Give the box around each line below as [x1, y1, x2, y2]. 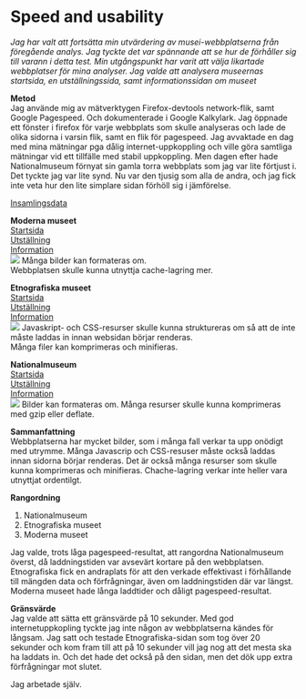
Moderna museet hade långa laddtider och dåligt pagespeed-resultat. [10, 585, 272, 596]
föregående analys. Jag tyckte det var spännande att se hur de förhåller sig [10, 46, 297, 56]
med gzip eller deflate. [10, 408, 95, 420]
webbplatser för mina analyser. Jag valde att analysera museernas [10, 66, 264, 76]
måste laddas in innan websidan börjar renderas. [10, 331, 194, 342]
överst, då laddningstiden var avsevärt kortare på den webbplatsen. [10, 556, 265, 567]
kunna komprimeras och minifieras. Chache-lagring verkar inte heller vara [10, 464, 288, 475]
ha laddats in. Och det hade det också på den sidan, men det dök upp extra [10, 651, 293, 662]
